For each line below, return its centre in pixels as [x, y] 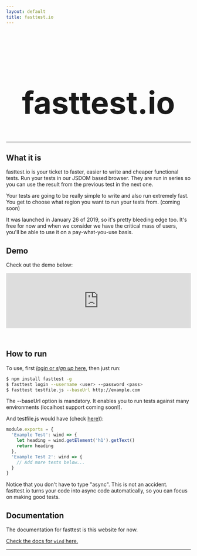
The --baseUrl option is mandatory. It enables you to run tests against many [98, 401]
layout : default [26, 11]
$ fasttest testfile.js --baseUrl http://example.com [73, 390]
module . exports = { [30, 430]
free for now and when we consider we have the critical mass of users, [92, 226]
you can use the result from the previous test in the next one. [80, 184]
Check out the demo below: [40, 265]
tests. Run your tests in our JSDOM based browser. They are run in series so [98, 178]
